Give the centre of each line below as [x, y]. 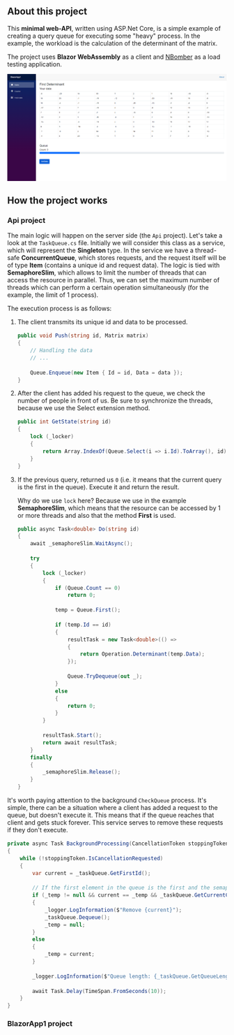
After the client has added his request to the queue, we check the [111, 393]
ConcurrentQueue [48, 258]
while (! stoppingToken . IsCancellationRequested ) [92, 858]
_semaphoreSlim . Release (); [82, 772]
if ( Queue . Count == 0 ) [88, 588]
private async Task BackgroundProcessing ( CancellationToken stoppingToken [118, 844]
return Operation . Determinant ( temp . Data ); [142, 654]
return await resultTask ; [80, 743]
